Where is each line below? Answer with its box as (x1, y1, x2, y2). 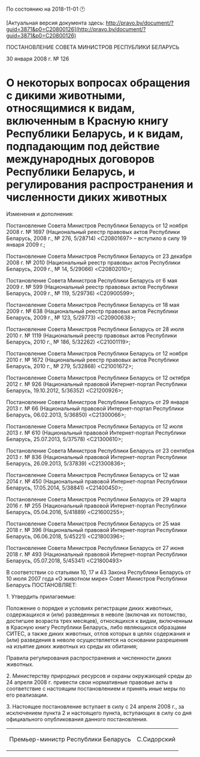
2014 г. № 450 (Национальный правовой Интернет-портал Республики (6, 478, 187, 485)
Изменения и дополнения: (6, 210, 74, 217)
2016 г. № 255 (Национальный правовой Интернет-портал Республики (6, 502, 187, 509)
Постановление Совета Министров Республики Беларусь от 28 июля (6, 326, 184, 333)
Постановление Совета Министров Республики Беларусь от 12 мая (6, 471, 180, 478)
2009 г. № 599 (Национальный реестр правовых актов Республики (6, 283, 178, 290)
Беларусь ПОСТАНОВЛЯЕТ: (6, 581, 77, 588)
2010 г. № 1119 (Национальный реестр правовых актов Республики (6, 332, 177, 339)
